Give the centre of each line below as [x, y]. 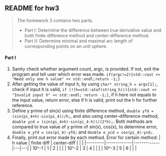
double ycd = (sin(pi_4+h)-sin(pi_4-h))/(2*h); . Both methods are [82, 122]
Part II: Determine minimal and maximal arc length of [78, 41]
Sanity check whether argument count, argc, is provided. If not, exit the [86, 69]
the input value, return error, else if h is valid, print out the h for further [85, 100]
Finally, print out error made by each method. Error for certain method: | [86, 137]
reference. [23, 106]
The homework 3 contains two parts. [55, 20]
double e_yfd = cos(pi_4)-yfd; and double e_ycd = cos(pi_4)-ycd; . [83, 132]
